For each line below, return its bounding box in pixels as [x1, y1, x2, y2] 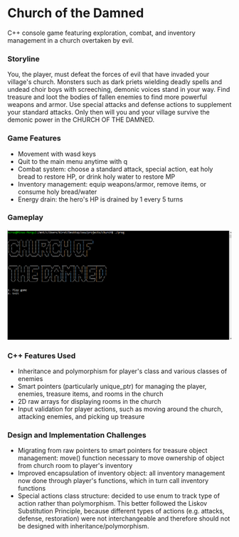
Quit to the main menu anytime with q [17, 157, 128, 165]
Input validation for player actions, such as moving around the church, [17, 405, 223, 413]
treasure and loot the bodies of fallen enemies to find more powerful [7, 93, 208, 101]
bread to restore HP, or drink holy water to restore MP [17, 172, 176, 181]
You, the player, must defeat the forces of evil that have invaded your [7, 70, 210, 79]
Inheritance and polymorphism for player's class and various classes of [17, 367, 228, 375]
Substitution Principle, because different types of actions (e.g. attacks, [17, 507, 225, 516]
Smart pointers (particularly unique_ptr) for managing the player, [17, 382, 207, 390]
